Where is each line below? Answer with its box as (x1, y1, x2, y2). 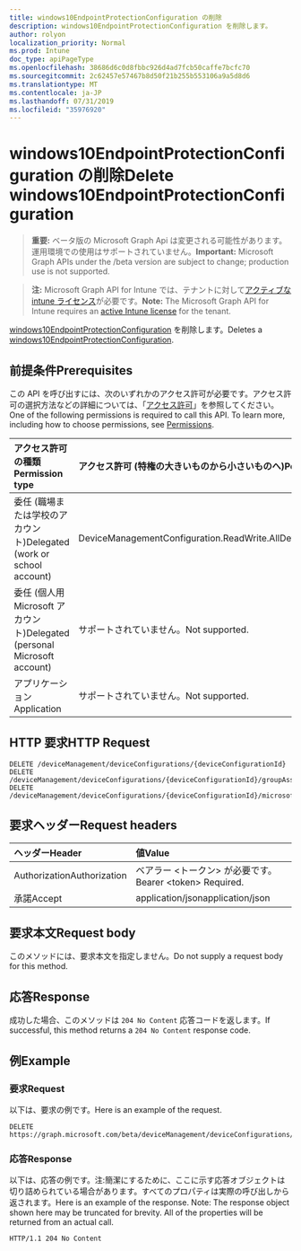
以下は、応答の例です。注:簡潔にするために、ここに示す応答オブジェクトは (9, 1175, 286, 1185)
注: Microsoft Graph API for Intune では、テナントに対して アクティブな (30, 285, 292, 295)
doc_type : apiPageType (9, 55, 94, 64)
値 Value (135, 846, 170, 859)
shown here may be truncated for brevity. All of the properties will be (9, 1207, 264, 1218)
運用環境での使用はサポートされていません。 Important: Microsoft (30, 246, 274, 257)
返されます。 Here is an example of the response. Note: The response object (9, 1197, 289, 1208)
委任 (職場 (13, 496, 56, 507)
